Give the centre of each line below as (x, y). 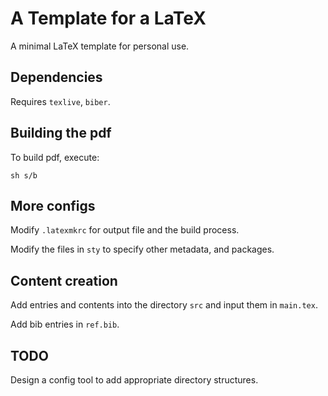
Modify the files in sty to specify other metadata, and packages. (142, 249)
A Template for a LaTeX (108, 18)
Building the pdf (61, 133)
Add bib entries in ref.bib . (65, 324)
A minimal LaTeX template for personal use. (100, 46)
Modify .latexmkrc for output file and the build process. (125, 230)
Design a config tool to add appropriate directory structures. (134, 380)
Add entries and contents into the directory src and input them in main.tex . (164, 305)
